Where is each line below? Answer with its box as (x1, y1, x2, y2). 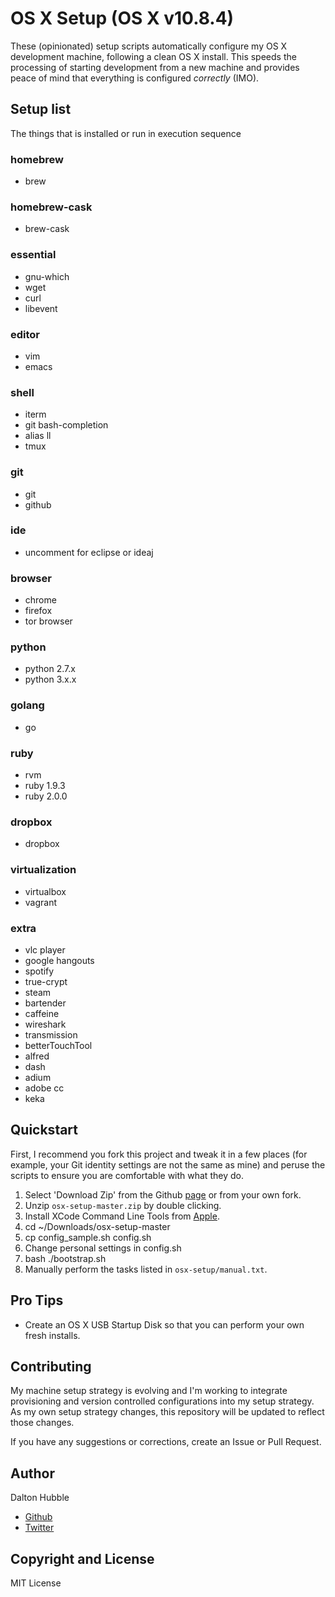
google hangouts (24, 954, 95, 966)
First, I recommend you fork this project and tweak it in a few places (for (10, 1148, 308, 1160)
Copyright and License (10, 1550, 155, 1567)
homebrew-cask (10, 200, 93, 214)
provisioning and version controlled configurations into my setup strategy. (10, 1395, 315, 1407)
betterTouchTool (24, 1039, 93, 1051)
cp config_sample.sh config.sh (24, 1231, 152, 1243)
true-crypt (24, 975, 68, 987)
